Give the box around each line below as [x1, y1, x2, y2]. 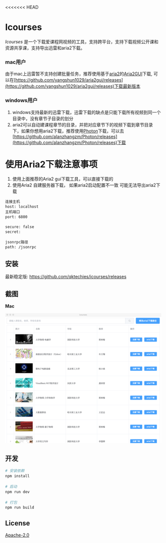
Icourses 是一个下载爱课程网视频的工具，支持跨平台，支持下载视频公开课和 [5, 38, 159, 44]
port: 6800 [5, 215, 28, 219]
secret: [5, 229, 21, 234]
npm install [5, 474, 30, 479]
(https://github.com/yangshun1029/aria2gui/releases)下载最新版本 [5, 83, 141, 89]
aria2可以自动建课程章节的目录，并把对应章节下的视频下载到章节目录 [12, 121, 153, 127]
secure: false [5, 224, 35, 229]
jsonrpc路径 [5, 240, 28, 245]
